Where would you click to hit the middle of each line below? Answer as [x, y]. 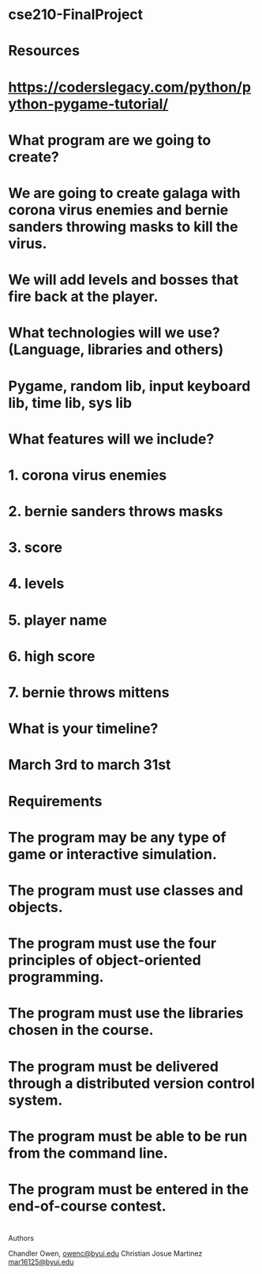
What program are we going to [110, 140]
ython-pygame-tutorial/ [88, 104]
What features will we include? [111, 439]
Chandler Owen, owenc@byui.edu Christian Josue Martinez [105, 1253]
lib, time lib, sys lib [70, 403]
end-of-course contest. [88, 1206]
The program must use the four [112, 943]
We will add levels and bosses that [124, 280]
